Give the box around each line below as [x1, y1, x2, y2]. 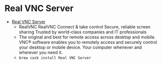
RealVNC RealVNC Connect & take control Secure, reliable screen [18, 24, 151, 29]
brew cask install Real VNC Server [18, 55, 91, 60]
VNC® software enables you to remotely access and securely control [18, 39, 158, 45]
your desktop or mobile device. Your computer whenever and [18, 44, 142, 50]
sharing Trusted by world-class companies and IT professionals [18, 29, 147, 35]
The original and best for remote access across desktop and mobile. [18, 34, 156, 40]
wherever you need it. [18, 49, 63, 55]
